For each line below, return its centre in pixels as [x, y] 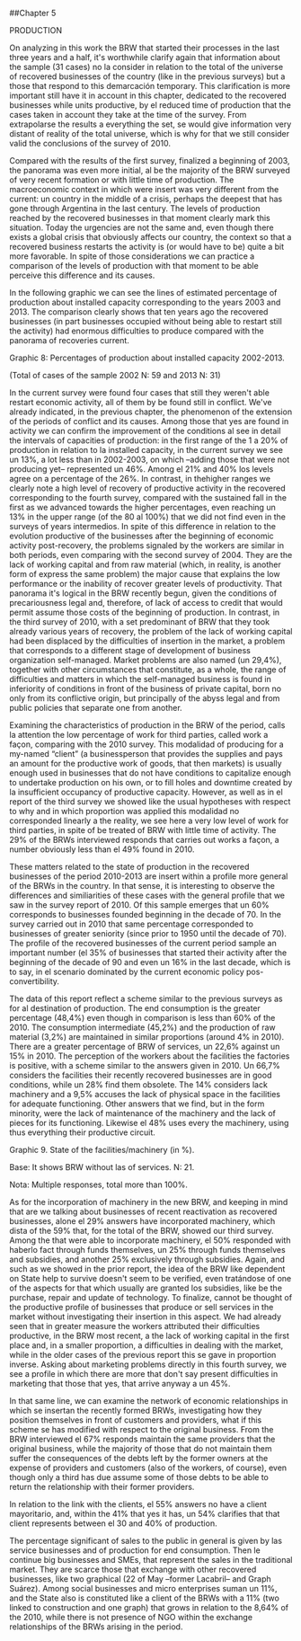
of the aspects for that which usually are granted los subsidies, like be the [146, 1288]
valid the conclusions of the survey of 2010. [90, 143]
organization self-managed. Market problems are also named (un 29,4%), [146, 660]
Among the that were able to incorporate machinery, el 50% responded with [150, 1240]
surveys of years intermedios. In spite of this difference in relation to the [143, 526]
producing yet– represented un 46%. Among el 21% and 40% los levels [142, 469]
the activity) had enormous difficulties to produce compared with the [137, 331]
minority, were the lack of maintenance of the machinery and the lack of [142, 1113]
